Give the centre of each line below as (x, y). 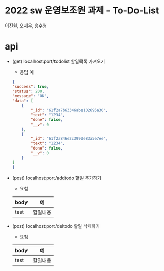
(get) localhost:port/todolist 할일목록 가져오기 (59, 61)
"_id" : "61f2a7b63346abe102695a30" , (70, 110)
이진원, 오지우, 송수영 (26, 26)
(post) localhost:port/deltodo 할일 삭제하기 (56, 226)
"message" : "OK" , (31, 96)
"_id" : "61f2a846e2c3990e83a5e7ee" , (70, 139)
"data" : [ (23, 101)
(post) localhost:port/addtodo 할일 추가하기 (57, 178)
